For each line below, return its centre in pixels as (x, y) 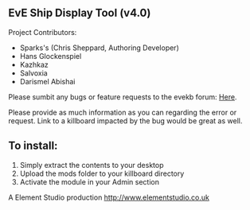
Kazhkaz (34, 64)
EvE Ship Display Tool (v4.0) (80, 13)
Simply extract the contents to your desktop (92, 165)
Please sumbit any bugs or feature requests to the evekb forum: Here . (123, 97)
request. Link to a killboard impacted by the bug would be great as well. (125, 121)
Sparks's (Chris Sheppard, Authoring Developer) (99, 48)
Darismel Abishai (47, 81)
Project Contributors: (43, 32)
